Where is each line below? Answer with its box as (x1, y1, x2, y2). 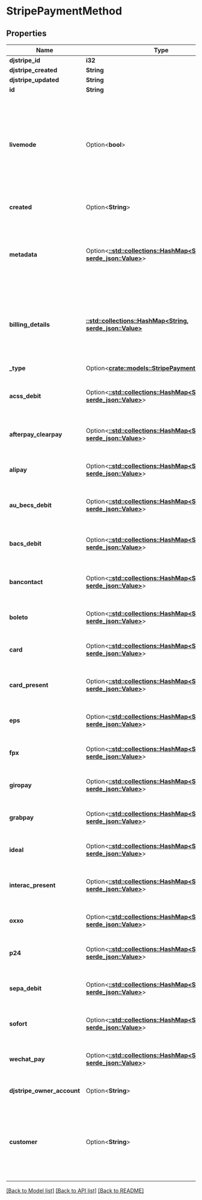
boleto (9, 613, 28, 621)
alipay (9, 465, 27, 474)
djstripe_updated (9, 76, 60, 84)
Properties (6, 28, 47, 39)
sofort (9, 1019, 28, 1028)
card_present (9, 681, 49, 689)
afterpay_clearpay (9, 431, 63, 438)
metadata (9, 250, 37, 258)
